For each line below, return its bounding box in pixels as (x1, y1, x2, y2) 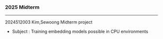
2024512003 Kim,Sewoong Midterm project (5, 19, 93, 25)
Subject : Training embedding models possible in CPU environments (12, 28, 148, 35)
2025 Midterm (5, 4, 40, 11)
